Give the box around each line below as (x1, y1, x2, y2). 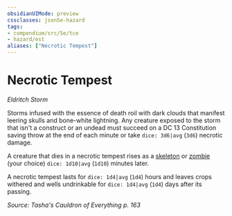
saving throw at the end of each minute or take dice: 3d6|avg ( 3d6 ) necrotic (7, 131, 223, 139)
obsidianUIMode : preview (7, 10, 79, 17)
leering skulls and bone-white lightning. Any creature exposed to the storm (7, 116, 221, 124)
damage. (7, 138, 33, 147)
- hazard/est (7, 36, 45, 43)
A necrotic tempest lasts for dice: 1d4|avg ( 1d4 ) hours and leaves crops (7, 172, 213, 181)
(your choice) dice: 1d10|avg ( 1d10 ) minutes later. (7, 159, 150, 167)
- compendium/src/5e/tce (7, 29, 79, 37)
